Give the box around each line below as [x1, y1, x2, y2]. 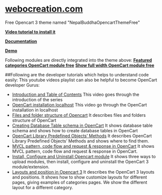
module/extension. [12, 164, 50, 170]
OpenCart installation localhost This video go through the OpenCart [12, 102, 147, 107]
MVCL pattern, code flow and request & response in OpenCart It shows [12, 143, 154, 149]
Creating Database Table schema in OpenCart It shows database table [12, 123, 153, 128]
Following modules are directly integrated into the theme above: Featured [5, 57, 152, 63]
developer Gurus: [5, 82, 40, 88]
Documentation [5, 38, 37, 44]
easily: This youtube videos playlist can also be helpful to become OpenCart [5, 77, 158, 83]
